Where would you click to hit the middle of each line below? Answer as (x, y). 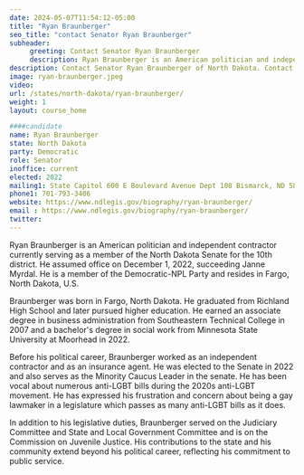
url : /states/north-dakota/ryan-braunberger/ (96, 93)
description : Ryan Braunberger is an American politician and (149, 60)
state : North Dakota (48, 144)
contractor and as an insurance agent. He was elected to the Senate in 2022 (152, 366)
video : (22, 85)
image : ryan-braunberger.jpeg (66, 77)
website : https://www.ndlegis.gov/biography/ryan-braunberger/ (131, 203)
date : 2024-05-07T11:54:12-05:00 (72, 18)
